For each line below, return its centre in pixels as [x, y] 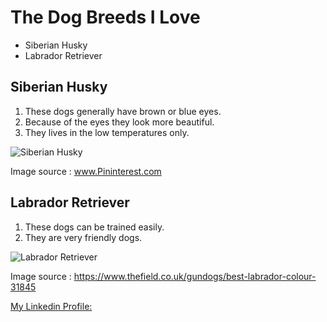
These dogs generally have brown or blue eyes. [123, 111]
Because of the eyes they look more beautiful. [119, 122]
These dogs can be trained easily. [94, 227]
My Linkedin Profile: [51, 306]
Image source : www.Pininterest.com [86, 171]
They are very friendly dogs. [83, 237]
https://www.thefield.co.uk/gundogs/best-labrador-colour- [195, 276]
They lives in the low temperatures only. [107, 132]
